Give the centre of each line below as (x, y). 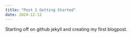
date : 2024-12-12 (24, 15)
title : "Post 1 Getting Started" (41, 10)
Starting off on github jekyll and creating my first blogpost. (67, 29)
